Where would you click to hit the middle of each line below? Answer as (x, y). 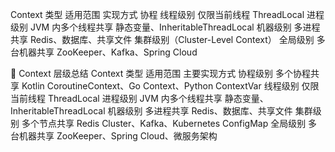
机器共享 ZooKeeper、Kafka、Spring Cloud (108, 52)
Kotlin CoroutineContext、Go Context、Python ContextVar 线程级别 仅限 (170, 86)
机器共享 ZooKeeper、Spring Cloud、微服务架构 (118, 136)
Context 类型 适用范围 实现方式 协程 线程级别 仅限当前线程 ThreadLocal (157, 14)
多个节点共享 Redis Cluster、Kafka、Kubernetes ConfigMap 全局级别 (164, 123)
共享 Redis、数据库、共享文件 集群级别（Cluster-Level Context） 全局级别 (162, 39)
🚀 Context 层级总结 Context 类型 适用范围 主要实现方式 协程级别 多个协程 (161, 73)
